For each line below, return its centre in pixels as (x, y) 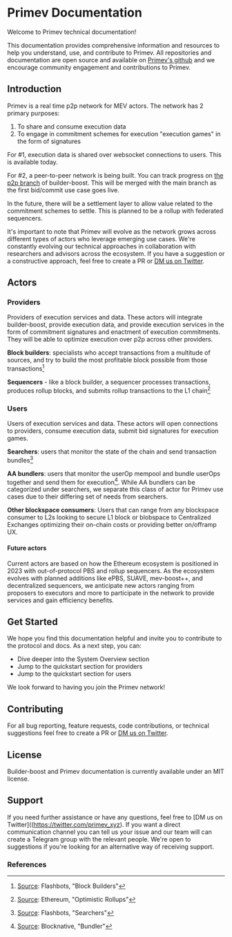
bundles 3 (20, 460)
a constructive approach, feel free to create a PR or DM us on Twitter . (106, 261)
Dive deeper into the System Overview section (83, 659)
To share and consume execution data (71, 127)
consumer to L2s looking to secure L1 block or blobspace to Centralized (109, 517)
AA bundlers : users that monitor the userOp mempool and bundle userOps (114, 473)
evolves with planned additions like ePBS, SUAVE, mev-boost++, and (105, 578)
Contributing (35, 709)
